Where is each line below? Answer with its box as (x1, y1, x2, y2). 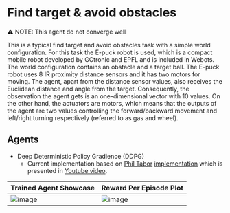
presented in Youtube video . (27, 166, 108, 175)
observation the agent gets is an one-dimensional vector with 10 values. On (7, 91, 221, 100)
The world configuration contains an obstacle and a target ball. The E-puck (7, 63, 220, 71)
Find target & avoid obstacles (7, 5, 177, 21)
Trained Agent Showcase (10, 183, 95, 192)
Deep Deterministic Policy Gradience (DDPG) (16, 152, 145, 160)
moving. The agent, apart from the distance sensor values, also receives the (7, 77, 223, 85)
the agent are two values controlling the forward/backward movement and (7, 106, 218, 115)
